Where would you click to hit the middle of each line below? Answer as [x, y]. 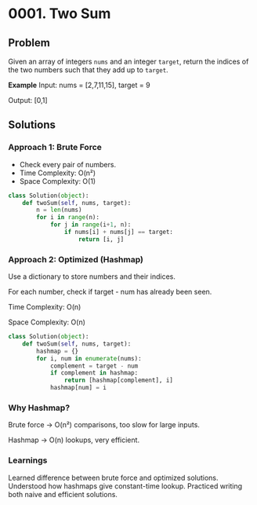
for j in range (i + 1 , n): [90, 225]
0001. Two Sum [60, 14]
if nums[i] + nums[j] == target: [119, 232]
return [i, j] [101, 239]
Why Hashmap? [39, 408]
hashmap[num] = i [78, 388]
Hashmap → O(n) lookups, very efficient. [74, 440]
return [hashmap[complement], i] [119, 381]
